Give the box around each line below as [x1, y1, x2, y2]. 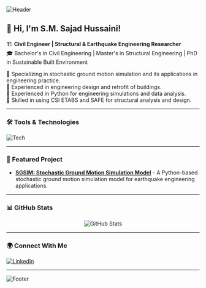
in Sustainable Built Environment [6, 58, 88, 66]
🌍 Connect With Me [6, 241, 67, 250]
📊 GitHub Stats [6, 203, 53, 212]
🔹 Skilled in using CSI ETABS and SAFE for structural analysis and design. [6, 96, 192, 104]
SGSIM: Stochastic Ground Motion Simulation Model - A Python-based [15, 169, 198, 176]
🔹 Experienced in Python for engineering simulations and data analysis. [6, 90, 186, 97]
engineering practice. [6, 77, 61, 84]
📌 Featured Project [6, 155, 63, 164]
